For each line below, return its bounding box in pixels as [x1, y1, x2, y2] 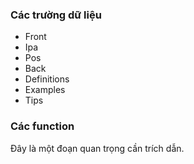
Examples [24, 84, 66, 96]
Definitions [24, 73, 70, 85]
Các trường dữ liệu [10, 8, 102, 22]
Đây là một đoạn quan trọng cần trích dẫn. [10, 142, 185, 154]
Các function [10, 119, 75, 133]
